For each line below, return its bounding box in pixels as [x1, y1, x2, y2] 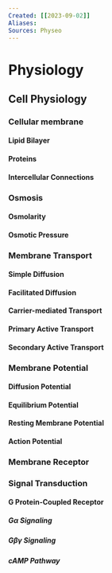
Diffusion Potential [8, 382, 71, 392]
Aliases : [8, 19, 37, 27]
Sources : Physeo [8, 26, 62, 34]
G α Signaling [8, 515, 53, 525]
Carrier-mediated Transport [8, 306, 102, 315]
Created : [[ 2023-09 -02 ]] [8, 11, 91, 20]
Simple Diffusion [8, 270, 65, 279]
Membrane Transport [8, 250, 93, 261]
